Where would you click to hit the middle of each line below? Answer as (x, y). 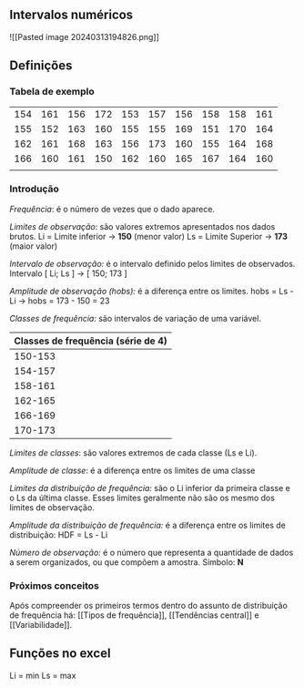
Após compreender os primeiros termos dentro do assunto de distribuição (149, 606)
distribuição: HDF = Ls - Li (59, 534)
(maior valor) (34, 246)
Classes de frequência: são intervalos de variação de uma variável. (136, 318)
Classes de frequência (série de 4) (91, 341)
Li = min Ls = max (43, 675)
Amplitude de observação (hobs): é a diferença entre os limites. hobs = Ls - (152, 291)
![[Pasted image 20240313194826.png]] (84, 36)
